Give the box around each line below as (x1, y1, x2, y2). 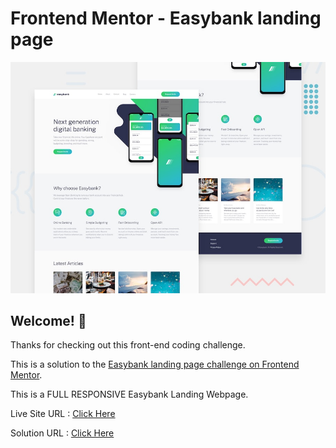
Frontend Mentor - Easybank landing (10, 7, 322, 30)
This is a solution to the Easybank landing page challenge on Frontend (10, 358, 300, 371)
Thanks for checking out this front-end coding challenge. (10, 339, 246, 351)
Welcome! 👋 (10, 312, 87, 329)
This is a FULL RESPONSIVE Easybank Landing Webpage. (10, 388, 249, 401)
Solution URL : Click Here (10, 427, 115, 439)
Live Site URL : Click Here (10, 408, 116, 420)
